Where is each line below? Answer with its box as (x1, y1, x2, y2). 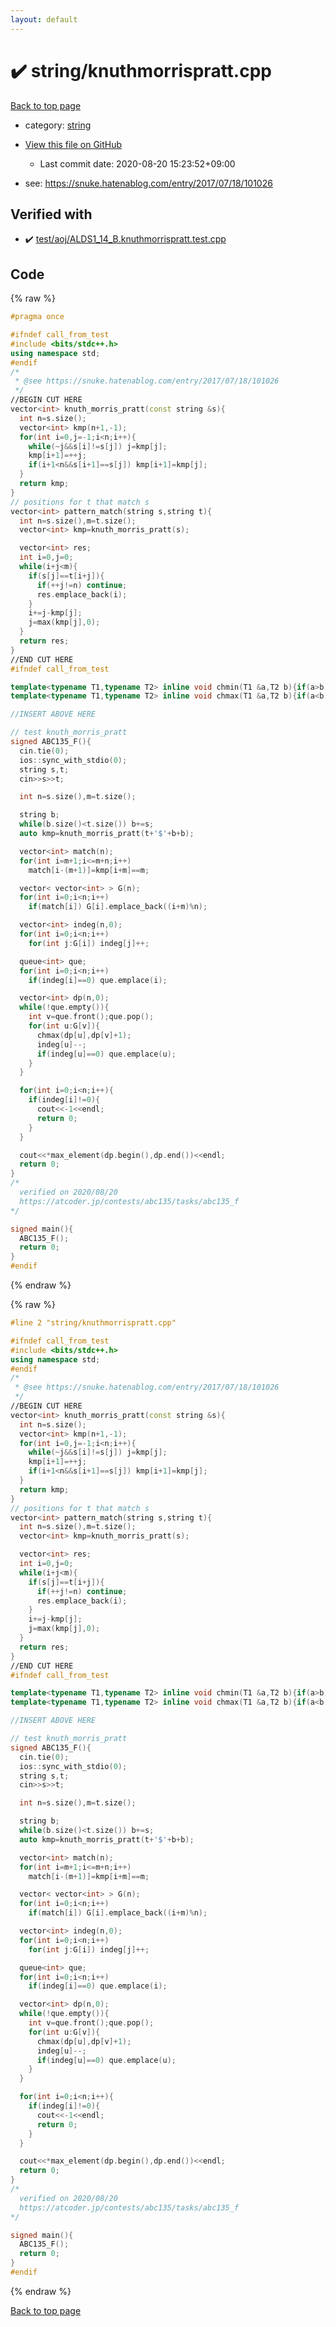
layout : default (10, 14, 78, 25)
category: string (24, 119, 92, 131)
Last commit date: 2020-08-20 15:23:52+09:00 (39, 157, 236, 170)
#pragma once (10, 312, 65, 322)
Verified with (10, 206, 93, 223)
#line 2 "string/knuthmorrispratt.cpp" (10, 1318, 177, 1328)
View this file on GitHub (24, 138, 123, 150)
